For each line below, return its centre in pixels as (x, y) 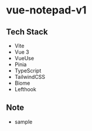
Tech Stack (27, 32)
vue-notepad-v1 (46, 10)
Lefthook (25, 89)
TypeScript (28, 70)
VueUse (24, 58)
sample (23, 122)
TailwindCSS (30, 77)
